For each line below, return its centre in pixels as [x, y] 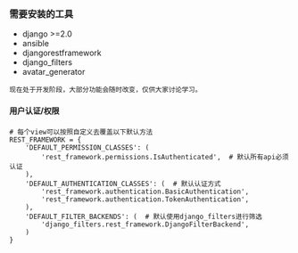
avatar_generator [54, 72]
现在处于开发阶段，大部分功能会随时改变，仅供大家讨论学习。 [106, 90]
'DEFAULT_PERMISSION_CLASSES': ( [87, 147]
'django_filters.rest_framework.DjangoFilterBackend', [145, 224]
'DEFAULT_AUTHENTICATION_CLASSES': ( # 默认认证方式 [123, 184]
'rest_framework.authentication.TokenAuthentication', [145, 199]
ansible [35, 44]
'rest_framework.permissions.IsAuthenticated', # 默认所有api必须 [165, 157]
